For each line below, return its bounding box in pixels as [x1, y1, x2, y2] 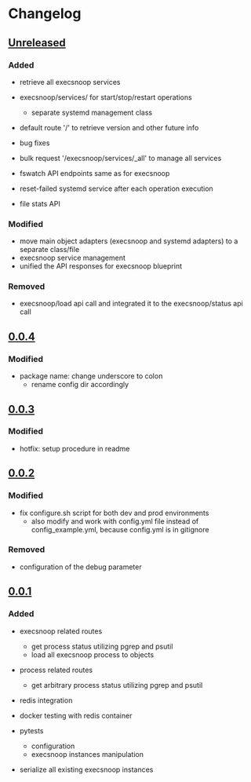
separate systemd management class [31, 108, 153, 117]
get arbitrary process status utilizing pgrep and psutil [31, 680, 203, 689]
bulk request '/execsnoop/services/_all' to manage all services [19, 153, 222, 163]
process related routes [19, 665, 93, 674]
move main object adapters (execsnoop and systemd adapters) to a [19, 236, 238, 246]
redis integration [19, 696, 73, 705]
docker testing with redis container [19, 711, 133, 720]
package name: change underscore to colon [19, 371, 163, 381]
